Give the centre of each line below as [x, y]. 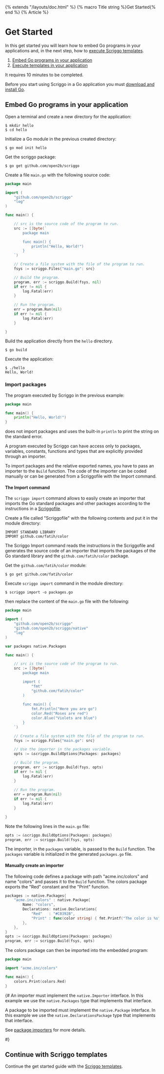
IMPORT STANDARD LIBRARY [30, 532]
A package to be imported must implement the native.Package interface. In [80, 1010]
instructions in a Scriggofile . [33, 509]
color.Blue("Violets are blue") [64, 718]
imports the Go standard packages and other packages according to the [78, 504]
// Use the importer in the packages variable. [63, 749]
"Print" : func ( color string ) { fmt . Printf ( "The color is [91, 918]
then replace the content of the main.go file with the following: [67, 601]
